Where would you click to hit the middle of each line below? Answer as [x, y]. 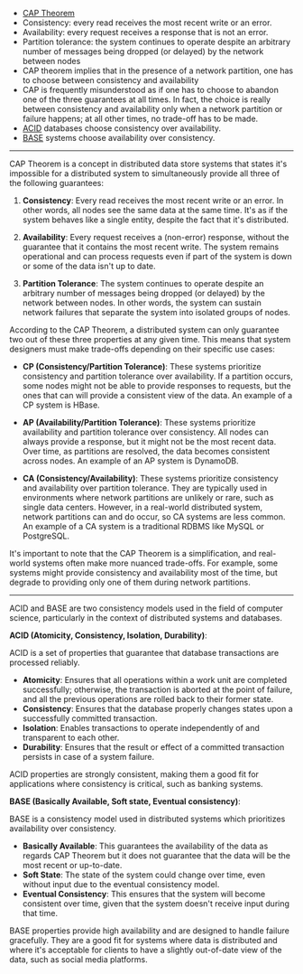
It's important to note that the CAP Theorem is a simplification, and [133, 553]
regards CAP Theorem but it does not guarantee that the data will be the [156, 856]
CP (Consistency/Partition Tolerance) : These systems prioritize [142, 366]
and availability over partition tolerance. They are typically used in [145, 488]
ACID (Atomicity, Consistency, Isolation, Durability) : [108, 635]
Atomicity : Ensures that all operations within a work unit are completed [155, 680]
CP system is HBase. [61, 405]
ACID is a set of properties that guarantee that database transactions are [144, 653]
